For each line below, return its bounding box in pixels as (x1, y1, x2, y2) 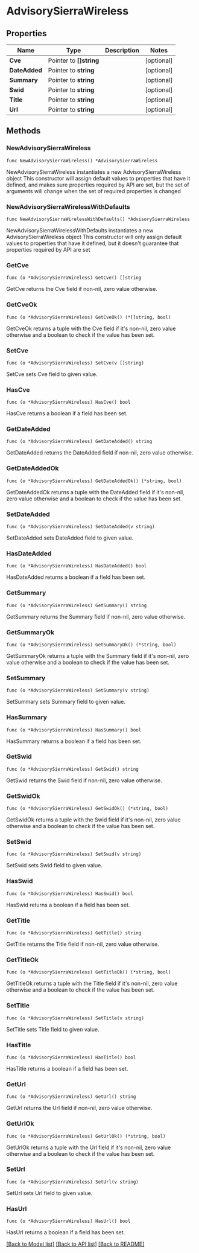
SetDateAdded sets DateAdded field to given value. (6, 534, 134, 541)
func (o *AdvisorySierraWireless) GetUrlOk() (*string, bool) (6, 1133, 166, 1139)
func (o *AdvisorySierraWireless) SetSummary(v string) (6, 687, 150, 693)
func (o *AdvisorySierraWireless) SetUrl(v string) (6, 1179, 139, 1185)
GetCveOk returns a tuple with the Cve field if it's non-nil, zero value (6, 325, 176, 332)
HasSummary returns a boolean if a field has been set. (6, 738, 142, 745)
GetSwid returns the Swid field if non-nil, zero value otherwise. (6, 777, 163, 784)
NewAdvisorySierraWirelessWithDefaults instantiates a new (6, 226, 154, 234)
